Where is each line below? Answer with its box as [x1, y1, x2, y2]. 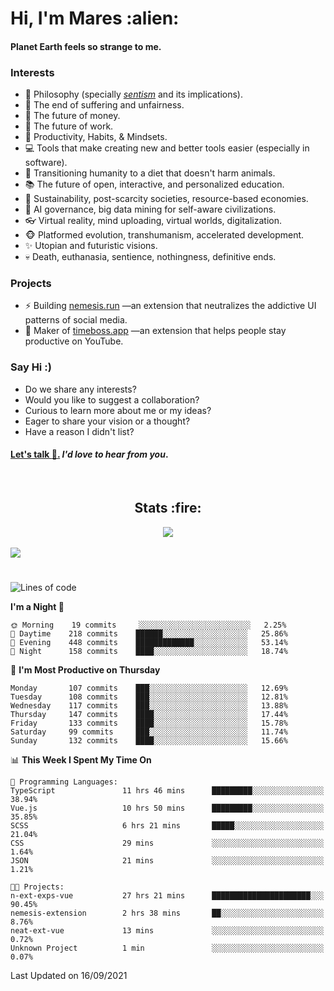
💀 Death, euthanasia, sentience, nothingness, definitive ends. [24, 251, 277, 263]
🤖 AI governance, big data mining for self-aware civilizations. [24, 203, 277, 216]
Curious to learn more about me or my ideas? [24, 404, 212, 416]
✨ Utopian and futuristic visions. [24, 240, 158, 252]
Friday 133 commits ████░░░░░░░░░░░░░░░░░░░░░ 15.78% [10, 718, 288, 728]
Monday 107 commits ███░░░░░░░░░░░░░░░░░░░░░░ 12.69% [10, 683, 288, 693]
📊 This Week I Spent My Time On [10, 753, 152, 766]
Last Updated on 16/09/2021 [10, 969, 128, 981]
